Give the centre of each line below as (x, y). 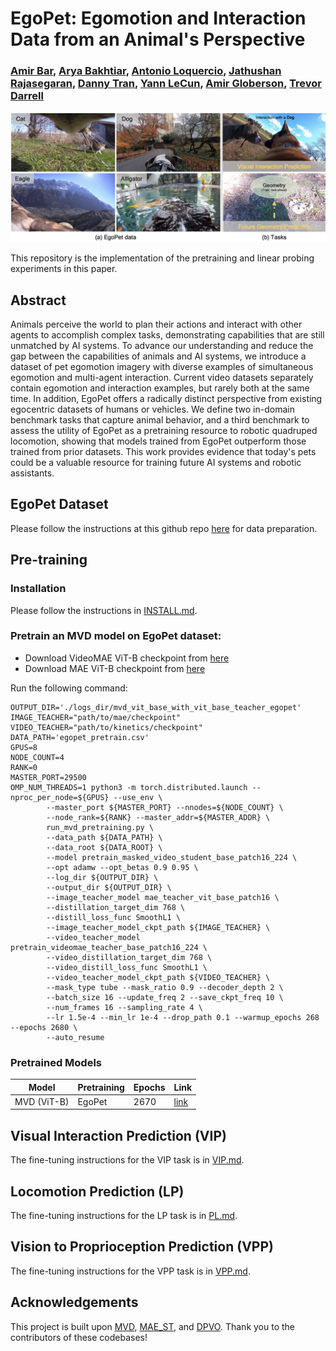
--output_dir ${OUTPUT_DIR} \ (109, 887)
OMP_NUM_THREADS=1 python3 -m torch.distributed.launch (129, 787)
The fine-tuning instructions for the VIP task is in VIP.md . (127, 1160)
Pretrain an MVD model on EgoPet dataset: (116, 636)
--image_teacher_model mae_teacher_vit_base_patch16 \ (163, 897)
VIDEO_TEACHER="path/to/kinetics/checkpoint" (106, 727)
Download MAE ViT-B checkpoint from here (115, 668)
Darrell (27, 96)
